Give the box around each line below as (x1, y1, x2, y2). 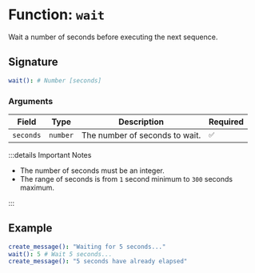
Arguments (8, 95, 54, 106)
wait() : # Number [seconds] (8, 76, 102, 85)
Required (208, 116, 244, 127)
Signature (8, 55, 58, 69)
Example (8, 222, 53, 235)
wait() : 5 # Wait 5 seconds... (8, 250, 113, 258)
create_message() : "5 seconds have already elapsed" (8, 258, 188, 266)
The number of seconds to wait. (81, 130, 201, 141)
